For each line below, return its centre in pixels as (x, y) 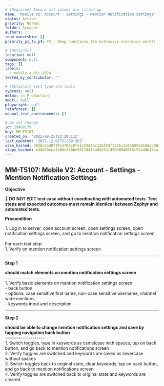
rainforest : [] (20, 109)
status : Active (20, 19)
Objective (15, 189)
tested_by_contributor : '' (32, 78)
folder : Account (21, 28)
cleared (13, 379)
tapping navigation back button (38, 332)
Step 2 (12, 318)
